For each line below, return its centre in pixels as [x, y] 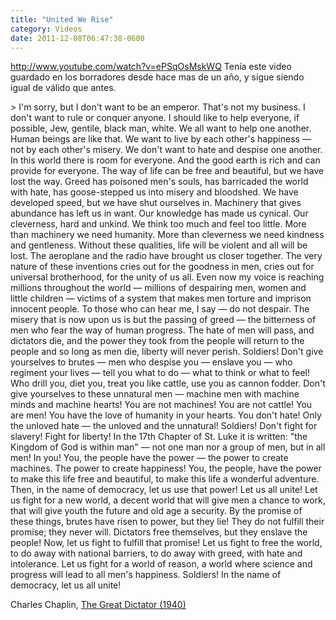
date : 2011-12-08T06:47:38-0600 [77, 38]
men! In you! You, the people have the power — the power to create [149, 458]
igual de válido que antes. [63, 88]
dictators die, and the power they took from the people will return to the [157, 341]
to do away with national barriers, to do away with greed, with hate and [156, 553]
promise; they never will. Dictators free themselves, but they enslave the [159, 532]
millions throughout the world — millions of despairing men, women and [158, 288]
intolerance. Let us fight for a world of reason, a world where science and [161, 564]
